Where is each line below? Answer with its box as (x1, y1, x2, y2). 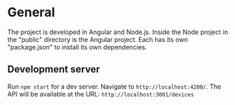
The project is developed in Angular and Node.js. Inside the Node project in (7, 28, 229, 36)
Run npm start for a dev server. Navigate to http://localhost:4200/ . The (7, 82, 221, 91)
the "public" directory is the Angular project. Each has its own (7, 35, 189, 43)
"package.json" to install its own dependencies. (7, 43, 147, 51)
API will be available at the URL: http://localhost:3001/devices (7, 89, 194, 98)
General (7, 4, 56, 21)
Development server (7, 63, 100, 75)
